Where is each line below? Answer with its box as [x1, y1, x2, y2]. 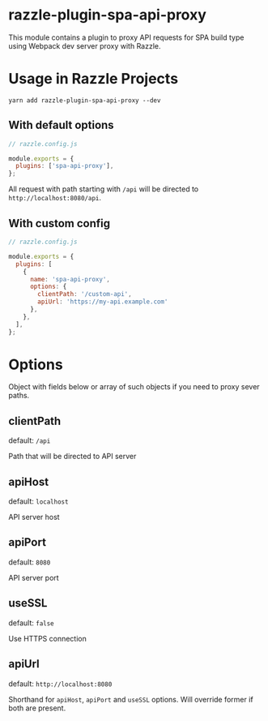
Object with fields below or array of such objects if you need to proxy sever [8, 382, 261, 392]
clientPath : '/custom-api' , [37, 290, 132, 298]
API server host [8, 513, 60, 522]
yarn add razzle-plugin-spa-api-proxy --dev [8, 96, 161, 105]
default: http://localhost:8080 [8, 679, 113, 689]
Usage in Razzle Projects [8, 70, 179, 88]
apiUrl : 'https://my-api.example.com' [37, 298, 168, 306]
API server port [8, 573, 59, 582]
